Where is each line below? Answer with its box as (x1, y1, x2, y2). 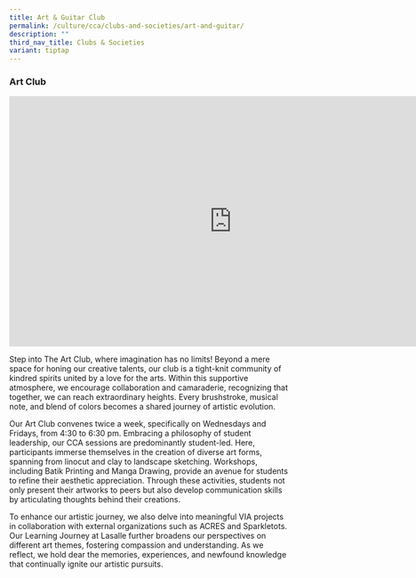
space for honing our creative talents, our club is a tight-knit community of (9, 363, 282, 374)
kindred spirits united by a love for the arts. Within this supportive (9, 373, 249, 384)
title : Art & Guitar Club (9, 12, 105, 22)
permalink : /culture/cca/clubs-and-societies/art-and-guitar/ (9, 21, 244, 30)
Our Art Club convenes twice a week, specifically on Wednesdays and (9, 419, 267, 429)
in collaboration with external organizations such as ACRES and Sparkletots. (9, 521, 287, 532)
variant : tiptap (9, 46, 69, 55)
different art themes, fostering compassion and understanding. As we (9, 540, 264, 550)
